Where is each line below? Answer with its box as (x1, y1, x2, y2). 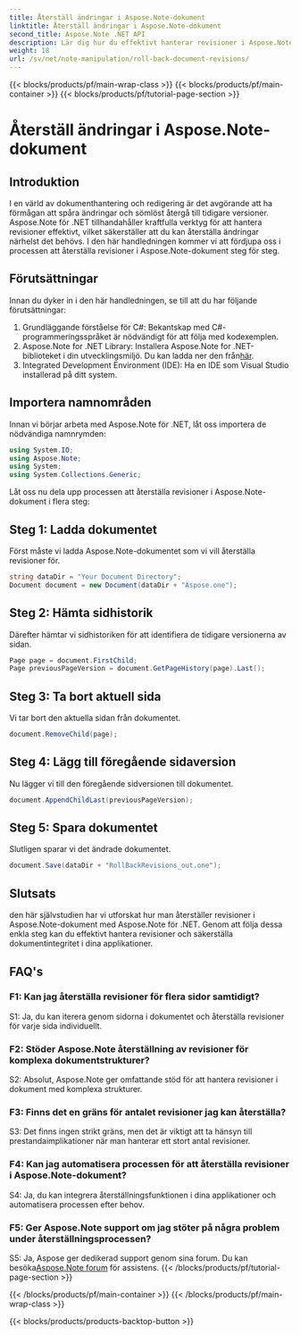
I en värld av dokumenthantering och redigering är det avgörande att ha (9, 198, 273, 208)
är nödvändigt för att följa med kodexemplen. (112, 331, 279, 342)
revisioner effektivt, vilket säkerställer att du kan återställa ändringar (9, 227, 260, 237)
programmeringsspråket (21, 331, 112, 342)
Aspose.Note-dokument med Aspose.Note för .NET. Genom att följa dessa (9, 919, 283, 930)
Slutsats (9, 886, 56, 901)
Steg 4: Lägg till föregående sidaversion (9, 755, 237, 770)
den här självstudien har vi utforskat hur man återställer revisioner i (9, 910, 256, 921)
